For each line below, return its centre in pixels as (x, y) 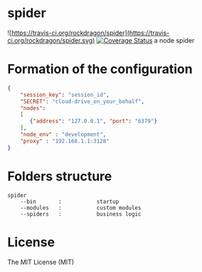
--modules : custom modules (81, 208)
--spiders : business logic (81, 214)
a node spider (174, 40)
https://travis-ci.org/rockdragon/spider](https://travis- (91, 33)
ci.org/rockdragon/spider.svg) (51, 40)
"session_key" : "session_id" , (65, 95)
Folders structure (60, 176)
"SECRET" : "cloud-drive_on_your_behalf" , (82, 101)
